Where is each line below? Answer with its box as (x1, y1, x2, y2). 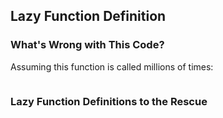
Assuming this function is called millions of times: (10, 60, 214, 73)
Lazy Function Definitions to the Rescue (10, 94, 208, 108)
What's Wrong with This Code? (10, 38, 165, 52)
